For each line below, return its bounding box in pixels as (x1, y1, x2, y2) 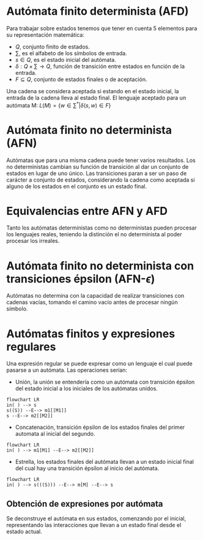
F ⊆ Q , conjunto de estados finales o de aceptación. (15, 75, 148, 83)
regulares (6, 339, 56, 353)
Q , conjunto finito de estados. (15, 43, 90, 50)
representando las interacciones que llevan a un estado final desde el (6, 522, 182, 529)
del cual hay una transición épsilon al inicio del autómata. (15, 465, 160, 472)
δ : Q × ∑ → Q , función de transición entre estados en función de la (15, 63, 185, 70)
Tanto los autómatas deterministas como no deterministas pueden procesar (6, 224, 197, 231)
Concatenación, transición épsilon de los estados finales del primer (15, 423, 185, 431)
